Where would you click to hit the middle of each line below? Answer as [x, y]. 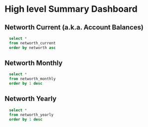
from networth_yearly [31, 115]
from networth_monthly [32, 79]
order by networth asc [32, 48]
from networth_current [32, 43]
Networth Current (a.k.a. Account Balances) [74, 27]
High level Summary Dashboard [71, 9]
